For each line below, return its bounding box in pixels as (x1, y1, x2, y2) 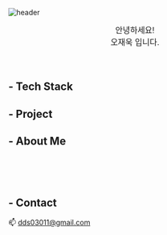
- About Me (8, 135, 67, 148)
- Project (8, 107, 53, 120)
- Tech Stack (8, 80, 74, 94)
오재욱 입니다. (110, 38, 160, 47)
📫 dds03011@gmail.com (8, 217, 91, 228)
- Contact (8, 196, 58, 209)
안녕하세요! (115, 26, 155, 35)
